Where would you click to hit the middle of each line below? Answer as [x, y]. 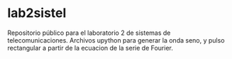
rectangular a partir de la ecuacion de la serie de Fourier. [90, 48]
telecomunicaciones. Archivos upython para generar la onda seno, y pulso [116, 40]
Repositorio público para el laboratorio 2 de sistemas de [89, 33]
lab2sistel [37, 13]
